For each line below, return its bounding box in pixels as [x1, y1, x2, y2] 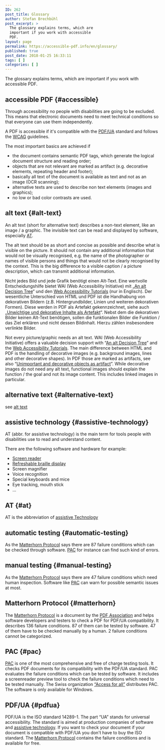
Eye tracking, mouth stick [12, 482, 64, 488]
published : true [5, 48, 38, 53]
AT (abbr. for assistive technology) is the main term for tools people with [5, 431, 151, 437]
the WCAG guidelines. [5, 134, 50, 140]
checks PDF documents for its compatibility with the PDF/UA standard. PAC [5, 666, 158, 672]
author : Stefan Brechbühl [5, 16, 58, 21]
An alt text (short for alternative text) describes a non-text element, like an [5, 222, 155, 228]
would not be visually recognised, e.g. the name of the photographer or [5, 252, 150, 258]
